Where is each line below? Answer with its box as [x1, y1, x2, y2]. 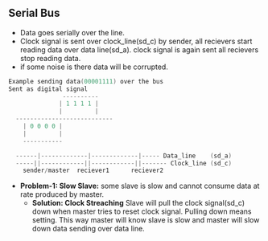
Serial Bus [8, 6, 60, 20]
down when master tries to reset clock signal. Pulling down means [31, 206, 252, 216]
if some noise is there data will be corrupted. [19, 62, 169, 71]
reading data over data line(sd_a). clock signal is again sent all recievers [19, 44, 259, 55]
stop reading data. [19, 53, 81, 63]
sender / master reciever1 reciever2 [23, 166, 163, 175]
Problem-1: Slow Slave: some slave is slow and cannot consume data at [19, 181, 260, 191]
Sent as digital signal [8, 84, 89, 93]
